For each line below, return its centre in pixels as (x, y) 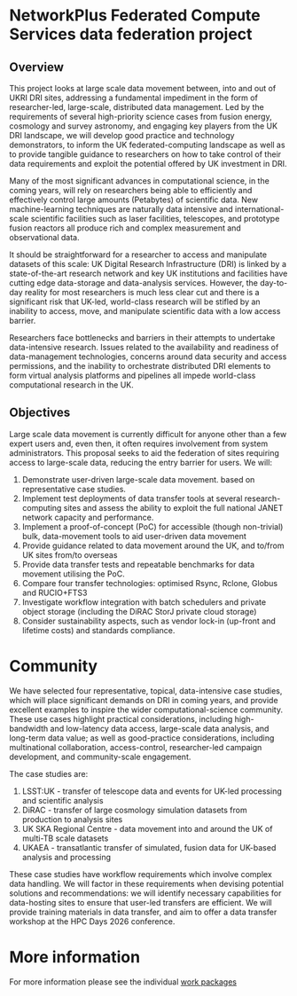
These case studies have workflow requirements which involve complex (141, 874)
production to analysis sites (72, 819)
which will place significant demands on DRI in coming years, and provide (144, 700)
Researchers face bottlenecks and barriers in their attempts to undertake (142, 337)
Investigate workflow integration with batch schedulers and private (144, 602)
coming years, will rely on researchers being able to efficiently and (131, 190)
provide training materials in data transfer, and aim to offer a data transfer (143, 912)
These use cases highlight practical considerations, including (121, 718)
